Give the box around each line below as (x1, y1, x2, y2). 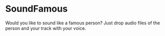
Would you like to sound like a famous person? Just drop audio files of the (5, 20, 160, 26)
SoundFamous (5, 3, 68, 15)
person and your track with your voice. (5, 25, 86, 31)
